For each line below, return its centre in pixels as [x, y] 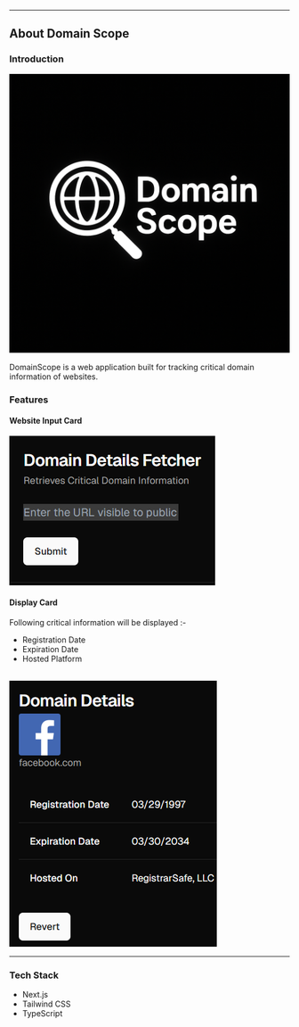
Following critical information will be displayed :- [98, 623]
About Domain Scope [69, 33]
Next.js [35, 995]
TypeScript [42, 1014]
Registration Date [54, 640]
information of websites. [54, 377]
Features [29, 400]
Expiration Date [50, 650]
